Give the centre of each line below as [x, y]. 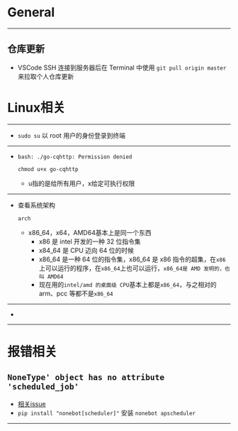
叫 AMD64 [51, 277]
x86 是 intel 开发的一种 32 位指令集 [90, 241]
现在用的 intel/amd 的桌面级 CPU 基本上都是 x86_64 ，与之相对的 [128, 284]
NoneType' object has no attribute [86, 377]
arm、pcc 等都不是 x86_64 [76, 293]
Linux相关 [36, 108]
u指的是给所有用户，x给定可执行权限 [81, 183]
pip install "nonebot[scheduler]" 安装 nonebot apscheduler [107, 413]
